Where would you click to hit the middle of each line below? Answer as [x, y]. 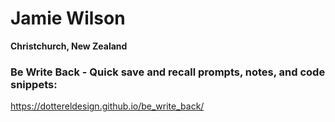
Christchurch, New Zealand [69, 46]
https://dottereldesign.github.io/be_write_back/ [107, 106]
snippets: [34, 84]
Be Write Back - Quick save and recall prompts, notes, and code [168, 72]
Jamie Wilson [68, 18]
